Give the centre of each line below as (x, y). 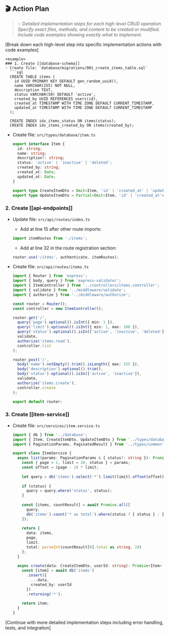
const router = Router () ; (40, 304)
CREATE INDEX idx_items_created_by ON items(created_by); (72, 125)
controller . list (34, 346)
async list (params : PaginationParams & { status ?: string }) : (84, 458)
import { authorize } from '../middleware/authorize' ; (71, 295)
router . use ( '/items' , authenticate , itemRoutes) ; (66, 257)
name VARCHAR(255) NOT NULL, (45, 85)
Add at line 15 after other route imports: (61, 229)
